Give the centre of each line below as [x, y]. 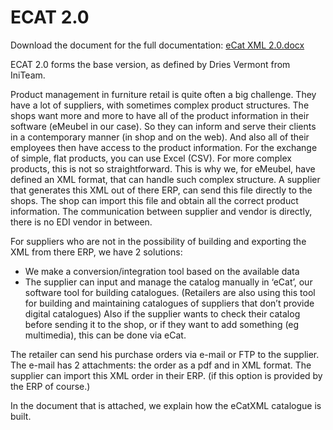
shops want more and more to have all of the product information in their [160, 115]
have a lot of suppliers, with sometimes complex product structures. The [160, 105]
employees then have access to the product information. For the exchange [164, 147]
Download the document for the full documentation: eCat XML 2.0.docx [157, 45]
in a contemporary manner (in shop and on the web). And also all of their [160, 137]
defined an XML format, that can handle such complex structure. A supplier [165, 179]
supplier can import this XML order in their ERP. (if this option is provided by [166, 375]
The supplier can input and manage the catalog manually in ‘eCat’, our [168, 282]
